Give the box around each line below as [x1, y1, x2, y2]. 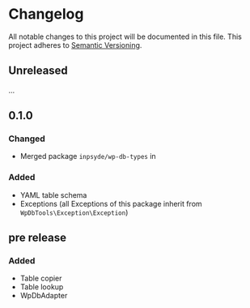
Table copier [19, 273, 62, 284]
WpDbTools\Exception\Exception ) [19, 207, 129, 217]
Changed [8, 133, 46, 144]
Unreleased [8, 64, 69, 78]
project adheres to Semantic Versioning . [8, 40, 142, 49]
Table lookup [19, 282, 64, 292]
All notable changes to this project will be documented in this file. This [8, 32, 243, 41]
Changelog [8, 5, 84, 24]
